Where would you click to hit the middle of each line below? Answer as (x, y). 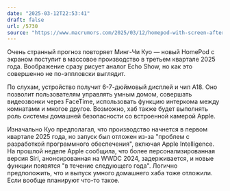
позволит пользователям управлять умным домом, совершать (100, 94)
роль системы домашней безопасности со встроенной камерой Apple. (111, 116)
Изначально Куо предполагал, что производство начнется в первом (107, 129)
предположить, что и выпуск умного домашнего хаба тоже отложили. (110, 173)
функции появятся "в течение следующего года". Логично (92, 166)
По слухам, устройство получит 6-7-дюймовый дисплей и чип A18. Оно (112, 87)
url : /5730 (23, 26)
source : (18, 33)
